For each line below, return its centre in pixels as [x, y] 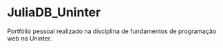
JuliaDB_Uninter [54, 13]
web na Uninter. [30, 38]
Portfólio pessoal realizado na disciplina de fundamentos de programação [112, 31]
